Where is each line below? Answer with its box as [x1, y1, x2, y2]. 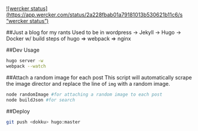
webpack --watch [6, 63, 46, 69]
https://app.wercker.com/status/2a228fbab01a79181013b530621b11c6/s [8, 11, 183, 18]
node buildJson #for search [6, 97, 76, 103]
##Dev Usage [6, 46, 40, 53]
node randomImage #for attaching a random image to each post [6, 91, 163, 98]
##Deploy [6, 108, 30, 115]
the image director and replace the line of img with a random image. [6, 80, 170, 87]
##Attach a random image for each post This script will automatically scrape [6, 73, 192, 81]
